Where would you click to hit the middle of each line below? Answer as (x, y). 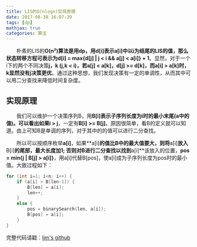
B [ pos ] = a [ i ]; (46, 215)
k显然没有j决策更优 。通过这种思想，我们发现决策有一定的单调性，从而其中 (96, 73)
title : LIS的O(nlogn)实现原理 (41, 11)
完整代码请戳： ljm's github (38, 237)
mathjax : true (24, 28)
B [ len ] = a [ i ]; (46, 187)
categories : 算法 (26, 34)
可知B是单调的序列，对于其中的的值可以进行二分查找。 (93, 131)
